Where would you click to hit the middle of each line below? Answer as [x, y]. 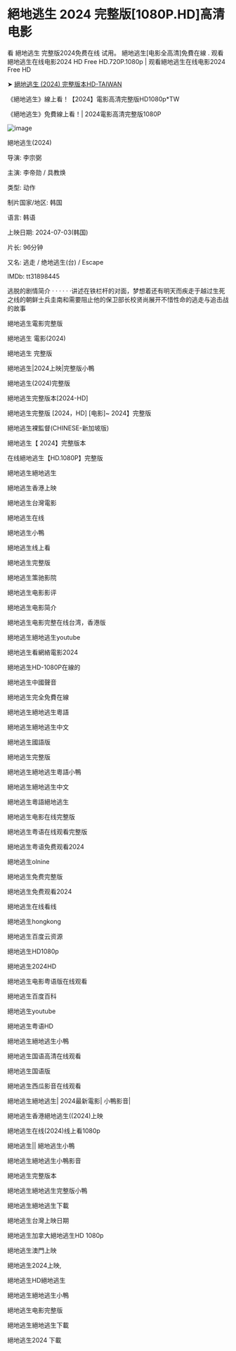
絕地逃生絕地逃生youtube [44, 637]
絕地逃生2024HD [32, 966]
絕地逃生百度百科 [32, 996]
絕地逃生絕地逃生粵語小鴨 [44, 772]
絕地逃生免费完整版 [35, 876]
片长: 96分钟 [25, 247]
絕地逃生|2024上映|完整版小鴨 [51, 368]
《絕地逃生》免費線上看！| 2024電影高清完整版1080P [84, 114]
